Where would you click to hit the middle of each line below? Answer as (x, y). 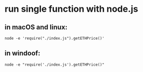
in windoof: (23, 53)
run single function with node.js (71, 9)
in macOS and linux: (36, 27)
